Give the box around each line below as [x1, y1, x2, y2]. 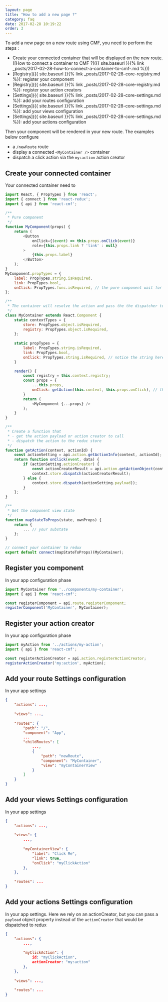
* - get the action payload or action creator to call [7, 433, 124, 438]
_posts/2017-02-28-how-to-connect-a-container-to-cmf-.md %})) [12, 66, 150, 72]
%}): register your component [12, 76, 74, 82]
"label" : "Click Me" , [31, 851, 77, 856]
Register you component [5, 564, 84, 573]
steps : [5, 45, 19, 51]
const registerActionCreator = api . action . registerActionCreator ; [5, 656, 146, 661]
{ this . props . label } [31, 252, 72, 258]
